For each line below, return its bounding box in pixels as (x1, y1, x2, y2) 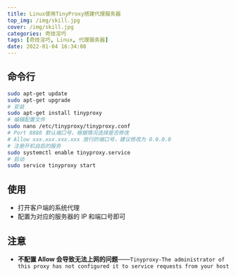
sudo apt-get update (7, 90, 68, 97)
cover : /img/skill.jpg (7, 23, 74, 30)
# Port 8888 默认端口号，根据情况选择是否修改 (7, 130, 130, 137)
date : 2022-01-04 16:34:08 (7, 43, 87, 50)
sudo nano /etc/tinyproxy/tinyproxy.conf (7, 123, 131, 130)
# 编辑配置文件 (7, 116, 46, 123)
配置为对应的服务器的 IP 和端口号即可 (17, 212, 126, 221)
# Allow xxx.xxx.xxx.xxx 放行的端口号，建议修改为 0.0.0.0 (7, 135, 171, 143)
